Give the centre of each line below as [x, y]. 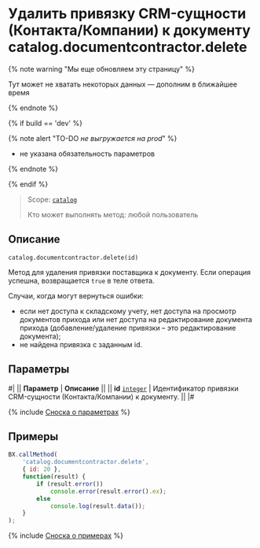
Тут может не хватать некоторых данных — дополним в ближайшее [123, 84]
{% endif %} [28, 184]
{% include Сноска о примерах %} [66, 535]
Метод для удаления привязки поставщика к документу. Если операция [130, 272]
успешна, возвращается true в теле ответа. [81, 280]
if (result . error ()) [70, 484]
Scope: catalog [52, 199]
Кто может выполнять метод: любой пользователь [113, 214]
